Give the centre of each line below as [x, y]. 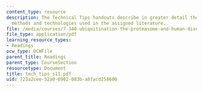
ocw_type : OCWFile [29, 51]
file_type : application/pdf [42, 34]
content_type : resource [36, 12]
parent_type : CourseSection [42, 62]
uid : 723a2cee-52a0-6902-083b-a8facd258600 [62, 79]
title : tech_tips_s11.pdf [39, 74]
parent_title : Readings [36, 57]
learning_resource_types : [39, 40]
